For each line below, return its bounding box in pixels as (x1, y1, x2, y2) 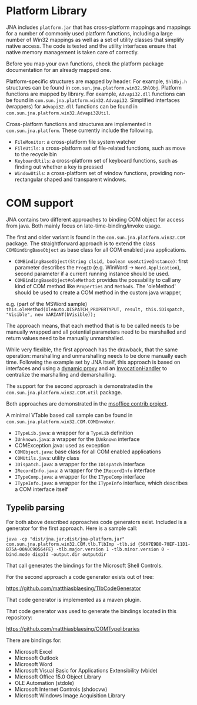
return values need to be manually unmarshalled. (6, 334, 125, 341)
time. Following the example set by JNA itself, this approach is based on (6, 358, 181, 365)
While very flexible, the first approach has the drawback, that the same (6, 346, 178, 353)
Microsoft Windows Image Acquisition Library (14, 691, 125, 699)
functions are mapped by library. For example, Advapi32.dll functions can (6, 90, 185, 97)
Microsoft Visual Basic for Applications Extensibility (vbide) (14, 667, 158, 674)
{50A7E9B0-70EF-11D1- (137, 541, 191, 547)
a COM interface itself (14, 485, 68, 493)
